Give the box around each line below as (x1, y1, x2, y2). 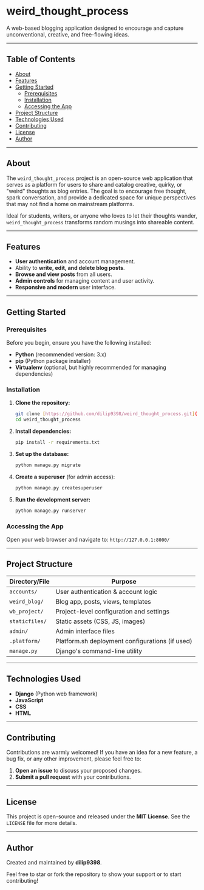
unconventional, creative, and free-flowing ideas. (6, 30, 129, 38)
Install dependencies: (15, 427, 72, 435)
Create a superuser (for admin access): (15, 473, 115, 480)
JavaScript (15, 696, 44, 703)
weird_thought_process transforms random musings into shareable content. (6, 218, 195, 226)
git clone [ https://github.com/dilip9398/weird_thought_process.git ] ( (15, 411, 198, 417)
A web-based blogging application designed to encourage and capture (6, 24, 184, 32)
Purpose (111, 577, 137, 585)
